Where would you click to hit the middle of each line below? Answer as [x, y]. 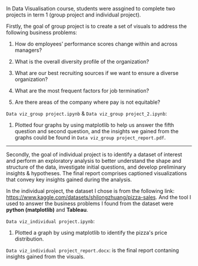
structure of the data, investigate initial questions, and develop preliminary [96, 167]
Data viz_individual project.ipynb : [51, 221]
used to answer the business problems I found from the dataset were [90, 203]
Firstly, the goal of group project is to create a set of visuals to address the [97, 26]
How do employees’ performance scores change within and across [96, 44]
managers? [28, 50]
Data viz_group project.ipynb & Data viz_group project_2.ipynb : [87, 114]
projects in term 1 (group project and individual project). [74, 15]
